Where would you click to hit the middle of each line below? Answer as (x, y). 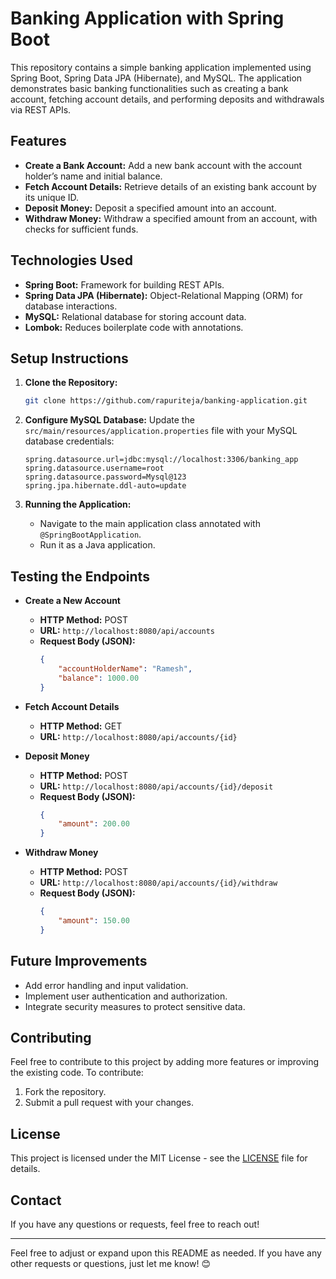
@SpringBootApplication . (90, 534)
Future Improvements (79, 961)
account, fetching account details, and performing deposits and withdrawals (167, 99)
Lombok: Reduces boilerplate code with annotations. (134, 327)
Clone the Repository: (71, 383)
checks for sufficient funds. (81, 229)
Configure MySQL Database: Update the (109, 420)
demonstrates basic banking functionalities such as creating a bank (149, 88)
